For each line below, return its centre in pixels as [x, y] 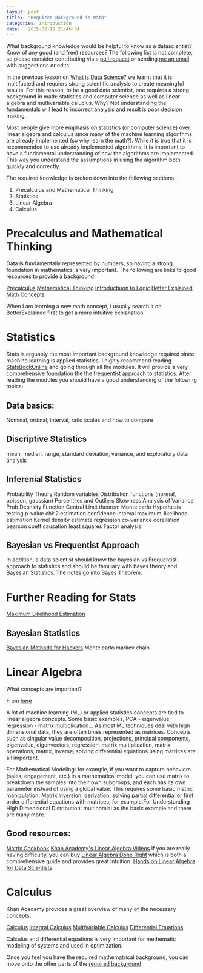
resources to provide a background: [51, 276]
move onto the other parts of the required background [74, 963]
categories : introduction [39, 23]
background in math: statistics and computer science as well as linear [93, 97]
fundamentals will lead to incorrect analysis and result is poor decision [94, 109]
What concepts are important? [44, 689]
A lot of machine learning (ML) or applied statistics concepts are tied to [95, 713]
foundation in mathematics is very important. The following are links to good [101, 270]
